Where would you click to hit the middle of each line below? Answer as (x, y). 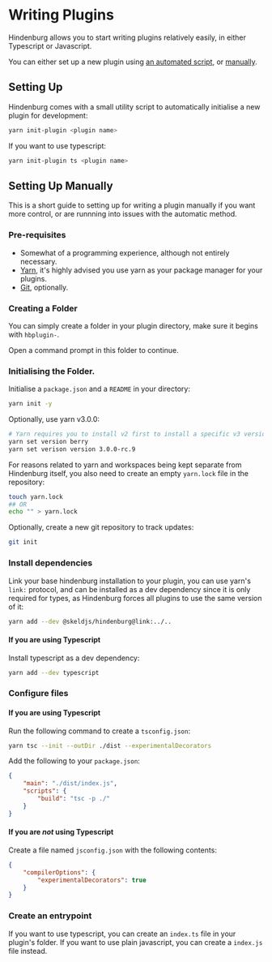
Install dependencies (51, 563)
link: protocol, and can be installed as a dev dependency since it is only (130, 589)
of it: (16, 607)
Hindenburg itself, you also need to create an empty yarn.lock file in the (129, 473)
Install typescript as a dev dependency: (74, 658)
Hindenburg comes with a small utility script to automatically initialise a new (134, 106)
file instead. (28, 951)
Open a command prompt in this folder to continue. (94, 350)
